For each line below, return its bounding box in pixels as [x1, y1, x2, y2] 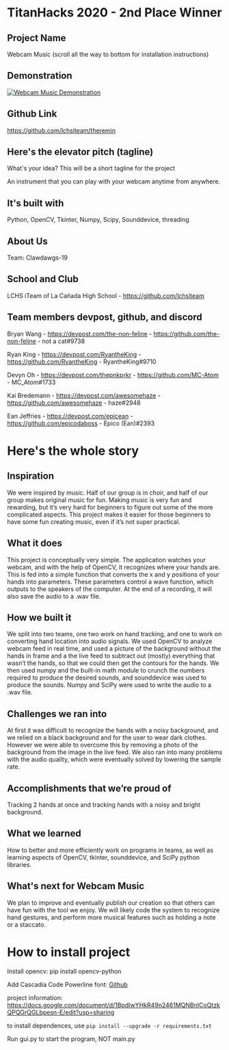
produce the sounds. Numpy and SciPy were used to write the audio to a [7, 681, 212, 689]
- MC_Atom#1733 [7, 378, 56, 386]
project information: [7, 993, 63, 1001]
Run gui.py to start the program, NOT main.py [7, 1034, 135, 1042]
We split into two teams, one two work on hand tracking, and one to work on [7, 630, 222, 638]
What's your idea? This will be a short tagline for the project [7, 164, 176, 173]
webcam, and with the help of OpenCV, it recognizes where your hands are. [7, 563, 221, 571]
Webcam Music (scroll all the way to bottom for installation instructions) [7, 50, 209, 58]
